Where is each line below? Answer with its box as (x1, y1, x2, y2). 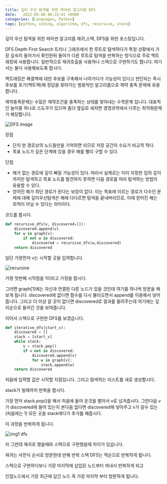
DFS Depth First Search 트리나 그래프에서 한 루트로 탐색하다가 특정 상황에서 (5, 46, 155, 53)
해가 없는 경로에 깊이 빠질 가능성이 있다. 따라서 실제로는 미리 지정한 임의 (12, 170, 152, 176)
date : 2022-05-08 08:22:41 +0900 (5, 12, 79, 17)
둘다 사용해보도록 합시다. (14, 65, 63, 71)
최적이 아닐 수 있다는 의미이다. (12, 201, 71, 207)
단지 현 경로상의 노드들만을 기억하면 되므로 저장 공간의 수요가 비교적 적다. (12, 142, 155, 148)
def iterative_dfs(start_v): (5, 325, 66, 330)
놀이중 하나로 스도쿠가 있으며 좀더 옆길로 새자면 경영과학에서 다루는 (10, 105, 141, 111)
